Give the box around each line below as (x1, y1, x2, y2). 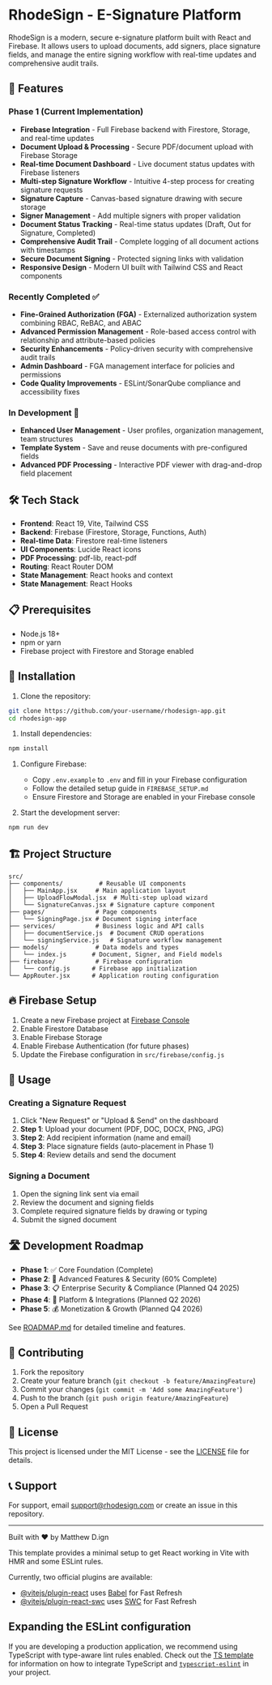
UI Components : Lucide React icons (19, 544, 142, 554)
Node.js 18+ (19, 629, 61, 638)
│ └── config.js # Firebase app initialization (8, 964, 198, 973)
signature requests (19, 185, 83, 194)
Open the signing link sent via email (19, 1188, 139, 1198)
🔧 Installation (8, 670, 76, 684)
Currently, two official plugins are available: (8, 1572, 153, 1582)
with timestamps (19, 245, 75, 254)
